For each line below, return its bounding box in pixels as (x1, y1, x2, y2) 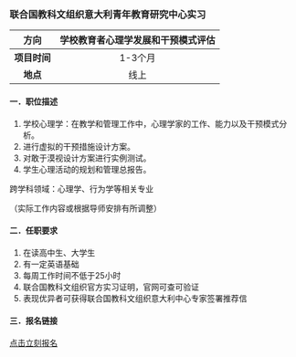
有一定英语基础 (22, 258, 79, 269)
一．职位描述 (9, 96, 58, 107)
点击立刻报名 (9, 337, 58, 348)
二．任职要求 (9, 226, 58, 236)
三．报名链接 (9, 315, 58, 326)
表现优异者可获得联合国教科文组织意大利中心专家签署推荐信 (22, 292, 248, 303)
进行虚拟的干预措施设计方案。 (22, 141, 135, 152)
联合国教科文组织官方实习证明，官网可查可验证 (22, 281, 199, 292)
